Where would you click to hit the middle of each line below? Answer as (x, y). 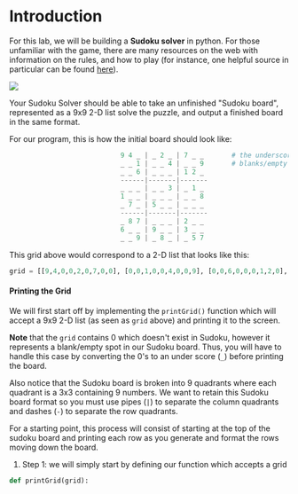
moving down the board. (54, 447)
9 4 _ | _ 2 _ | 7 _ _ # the (186, 155)
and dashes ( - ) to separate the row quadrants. (94, 411)
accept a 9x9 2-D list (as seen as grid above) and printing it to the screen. (145, 320)
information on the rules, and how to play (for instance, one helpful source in (149, 59)
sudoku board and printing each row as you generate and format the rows (144, 437)
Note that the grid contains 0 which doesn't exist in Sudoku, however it (140, 337)
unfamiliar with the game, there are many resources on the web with (134, 50)
